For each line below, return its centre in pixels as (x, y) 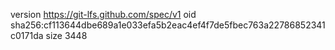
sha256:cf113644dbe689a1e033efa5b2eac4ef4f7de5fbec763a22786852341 (168, 25)
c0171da (27, 35)
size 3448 (66, 35)
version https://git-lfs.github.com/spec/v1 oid (103, 14)
